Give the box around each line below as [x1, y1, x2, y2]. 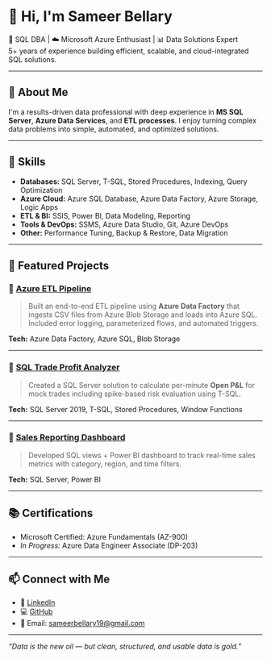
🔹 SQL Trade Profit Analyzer [8, 362, 120, 373]
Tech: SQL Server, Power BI [8, 474, 101, 484]
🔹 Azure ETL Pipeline [8, 282, 92, 294]
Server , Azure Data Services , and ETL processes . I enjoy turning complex [8, 115, 256, 125]
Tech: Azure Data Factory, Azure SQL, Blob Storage [8, 334, 181, 344]
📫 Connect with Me [8, 573, 110, 586]
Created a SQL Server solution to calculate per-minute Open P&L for [27, 380, 256, 390]
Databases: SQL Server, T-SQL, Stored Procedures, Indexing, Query [19, 177, 248, 186]
